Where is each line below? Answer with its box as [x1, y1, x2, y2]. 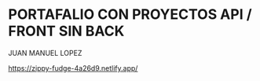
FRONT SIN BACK [8, 22, 125, 40]
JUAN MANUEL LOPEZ [8, 48, 82, 57]
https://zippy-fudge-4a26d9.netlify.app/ [8, 63, 138, 72]
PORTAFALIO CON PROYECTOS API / [8, 6, 253, 24]
